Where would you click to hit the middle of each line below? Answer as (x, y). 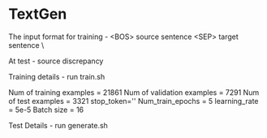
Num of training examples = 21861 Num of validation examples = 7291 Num (134, 92)
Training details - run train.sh (57, 76)
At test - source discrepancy (56, 61)
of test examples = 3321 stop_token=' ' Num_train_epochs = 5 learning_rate (133, 101)
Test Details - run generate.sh (58, 125)
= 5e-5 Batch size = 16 (46, 110)
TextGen (38, 14)
